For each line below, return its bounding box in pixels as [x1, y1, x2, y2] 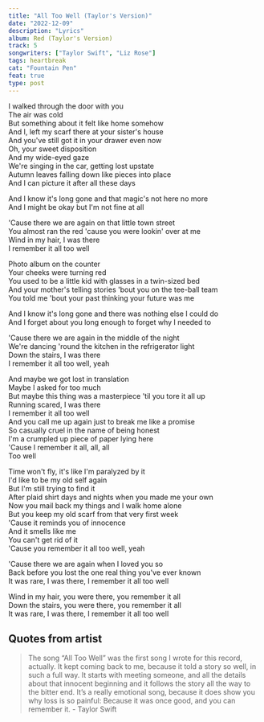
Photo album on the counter [8, 259, 101, 269]
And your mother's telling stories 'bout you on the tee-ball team [8, 285, 218, 294]
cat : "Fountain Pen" [8, 64, 78, 72]
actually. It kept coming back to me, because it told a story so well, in [27, 662, 257, 671]
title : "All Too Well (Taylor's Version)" [8, 11, 152, 20]
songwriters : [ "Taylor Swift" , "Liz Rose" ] [8, 49, 156, 57]
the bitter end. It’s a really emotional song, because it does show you [27, 687, 255, 697]
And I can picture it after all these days [8, 178, 136, 187]
